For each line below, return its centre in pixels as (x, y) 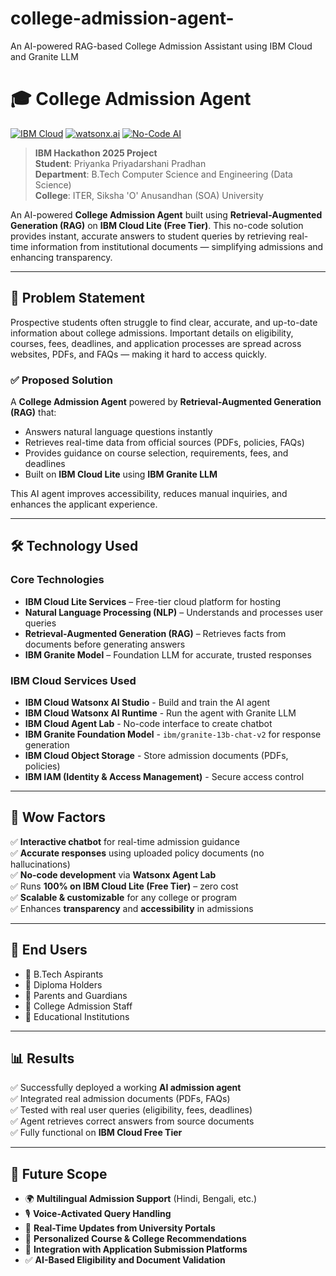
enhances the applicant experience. (84, 504)
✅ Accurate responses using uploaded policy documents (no (137, 853)
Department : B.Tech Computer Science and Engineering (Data (163, 174)
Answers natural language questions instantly (118, 431)
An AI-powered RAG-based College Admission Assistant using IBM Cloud (161, 46)
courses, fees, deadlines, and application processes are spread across (156, 343)
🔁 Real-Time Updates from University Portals (120, 1228)
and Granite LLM (44, 56)
